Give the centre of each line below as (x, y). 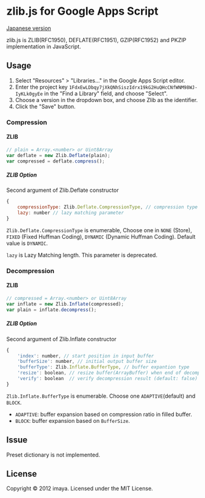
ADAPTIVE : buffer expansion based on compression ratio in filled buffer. (103, 414)
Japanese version (29, 28)
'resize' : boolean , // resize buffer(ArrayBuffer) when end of (99, 373)
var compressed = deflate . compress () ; (56, 161)
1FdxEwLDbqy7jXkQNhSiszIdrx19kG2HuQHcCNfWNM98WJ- (133, 87)
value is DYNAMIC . (27, 243)
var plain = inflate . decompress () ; (52, 310)
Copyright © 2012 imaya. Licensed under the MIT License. (80, 489)
